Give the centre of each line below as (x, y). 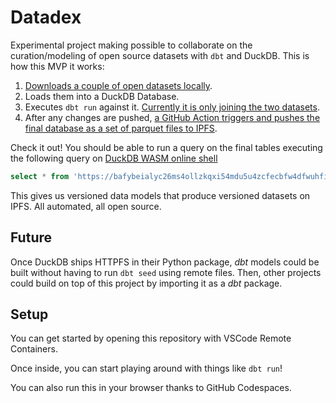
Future (31, 237)
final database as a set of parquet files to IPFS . (121, 128)
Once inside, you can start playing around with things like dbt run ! (146, 368)
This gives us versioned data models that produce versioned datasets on (160, 195)
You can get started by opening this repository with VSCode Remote (151, 338)
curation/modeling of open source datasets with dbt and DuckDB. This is (160, 55)
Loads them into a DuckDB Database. (102, 96)
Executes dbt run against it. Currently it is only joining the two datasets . (172, 107)
